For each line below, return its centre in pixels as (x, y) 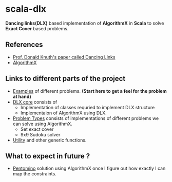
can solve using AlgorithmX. (43, 124)
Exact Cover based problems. (37, 28)
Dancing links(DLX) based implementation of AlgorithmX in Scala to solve (85, 23)
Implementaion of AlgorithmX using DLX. (63, 113)
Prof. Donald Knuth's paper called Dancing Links (64, 57)
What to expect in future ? (48, 156)
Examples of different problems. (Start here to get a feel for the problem (90, 91)
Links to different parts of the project (65, 79)
